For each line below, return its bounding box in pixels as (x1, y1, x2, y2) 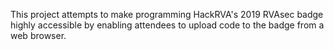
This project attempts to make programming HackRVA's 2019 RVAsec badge (10, 9, 324, 20)
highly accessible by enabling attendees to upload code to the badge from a (10, 19, 325, 31)
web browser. (10, 30, 67, 41)
